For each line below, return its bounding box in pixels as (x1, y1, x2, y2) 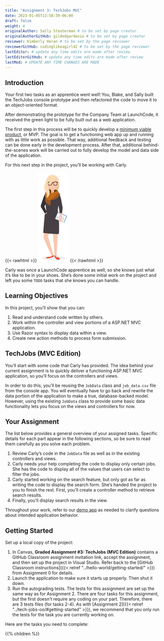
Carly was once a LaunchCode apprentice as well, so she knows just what (5, 267, 155, 273)
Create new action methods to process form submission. (12, 335, 127, 341)
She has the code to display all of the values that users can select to (12, 466, 150, 472)
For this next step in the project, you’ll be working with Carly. (5, 162, 128, 168)
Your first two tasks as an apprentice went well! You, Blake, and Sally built (5, 91, 154, 98)
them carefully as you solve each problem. (5, 441, 91, 447)
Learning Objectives (5, 291, 69, 300)
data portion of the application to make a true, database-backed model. (5, 393, 149, 399)
